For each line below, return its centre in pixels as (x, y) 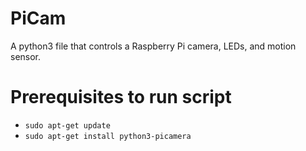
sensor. (26, 56)
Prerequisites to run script (121, 97)
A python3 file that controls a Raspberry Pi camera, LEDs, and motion (153, 46)
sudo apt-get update (67, 125)
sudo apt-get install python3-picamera (108, 136)
